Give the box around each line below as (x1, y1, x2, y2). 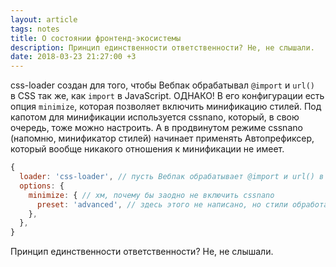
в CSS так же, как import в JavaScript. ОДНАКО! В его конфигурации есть (10, 90, 325, 102)
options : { (19, 181, 65, 191)
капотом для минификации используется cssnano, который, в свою (10, 111, 300, 123)
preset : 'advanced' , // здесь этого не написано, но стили (36, 199, 288, 210)
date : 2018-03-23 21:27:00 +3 (10, 52, 137, 62)
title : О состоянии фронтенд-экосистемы (10, 33, 182, 43)
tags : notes (10, 24, 60, 34)
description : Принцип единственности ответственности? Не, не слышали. (10, 42, 315, 53)
